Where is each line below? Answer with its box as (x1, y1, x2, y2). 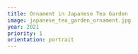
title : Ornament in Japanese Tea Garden (7, 10, 129, 18)
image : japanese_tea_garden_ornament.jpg (7, 17, 132, 24)
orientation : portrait (7, 36, 74, 43)
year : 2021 (7, 23, 40, 30)
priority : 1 (7, 29, 42, 37)
